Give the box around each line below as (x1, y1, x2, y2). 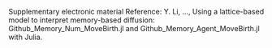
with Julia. (8, 32, 43, 42)
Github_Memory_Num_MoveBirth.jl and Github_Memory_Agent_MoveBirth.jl (8, 24, 260, 33)
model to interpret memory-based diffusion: (8, 15, 156, 25)
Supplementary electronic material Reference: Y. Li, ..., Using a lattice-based (8, 7, 265, 16)
